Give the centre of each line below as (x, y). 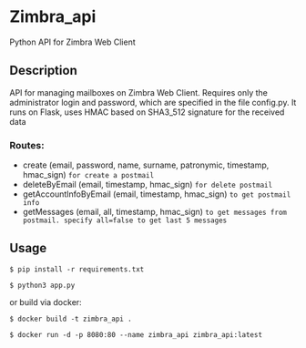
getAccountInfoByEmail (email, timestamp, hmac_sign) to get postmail (157, 194)
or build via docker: (46, 302)
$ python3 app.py (42, 285)
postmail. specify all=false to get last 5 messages (125, 220)
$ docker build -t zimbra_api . (71, 319)
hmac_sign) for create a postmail (88, 175)
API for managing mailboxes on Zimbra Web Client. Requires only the (139, 92)
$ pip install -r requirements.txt (77, 269)
